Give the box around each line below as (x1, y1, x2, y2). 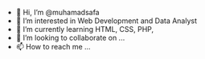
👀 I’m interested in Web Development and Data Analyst (15, 16, 198, 26)
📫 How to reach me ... (15, 42, 91, 51)
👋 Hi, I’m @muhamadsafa (15, 8, 100, 17)
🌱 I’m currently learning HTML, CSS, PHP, (15, 25, 154, 33)
